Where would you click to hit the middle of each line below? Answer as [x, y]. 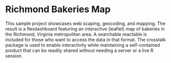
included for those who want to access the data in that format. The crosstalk [86, 40]
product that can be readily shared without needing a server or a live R [80, 50]
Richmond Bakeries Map [58, 9]
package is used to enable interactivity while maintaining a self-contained [83, 45]
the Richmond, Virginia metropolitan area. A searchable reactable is [76, 34]
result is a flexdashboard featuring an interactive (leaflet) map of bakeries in [85, 28]
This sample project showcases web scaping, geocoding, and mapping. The [86, 23]
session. [14, 56]
